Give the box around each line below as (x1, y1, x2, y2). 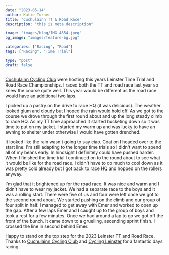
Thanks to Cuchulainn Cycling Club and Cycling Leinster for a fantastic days (5, 238, 163, 244)
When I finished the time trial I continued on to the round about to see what (5, 154, 161, 161)
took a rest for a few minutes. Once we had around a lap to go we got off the (5, 212, 163, 219)
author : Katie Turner (5, 12, 51, 17)
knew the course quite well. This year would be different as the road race (5, 87, 157, 93)
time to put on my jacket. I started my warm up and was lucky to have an (5, 124, 156, 130)
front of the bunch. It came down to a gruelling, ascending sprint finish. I (5, 218, 155, 224)
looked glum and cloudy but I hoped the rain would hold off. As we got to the (5, 108, 164, 114)
